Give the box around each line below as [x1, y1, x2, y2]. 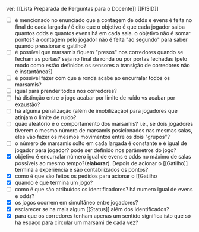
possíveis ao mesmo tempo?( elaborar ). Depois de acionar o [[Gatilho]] [14, 159, 188, 166]
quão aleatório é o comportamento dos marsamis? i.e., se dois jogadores [14, 120, 194, 128]
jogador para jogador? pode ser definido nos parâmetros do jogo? [14, 146, 176, 154]
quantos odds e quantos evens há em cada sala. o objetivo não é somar [14, 30, 191, 37]
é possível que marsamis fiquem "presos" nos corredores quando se [14, 49, 184, 56]
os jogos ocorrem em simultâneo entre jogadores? [14, 199, 138, 206]
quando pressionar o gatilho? [14, 42, 87, 50]
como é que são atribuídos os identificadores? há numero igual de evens [14, 185, 193, 193]
